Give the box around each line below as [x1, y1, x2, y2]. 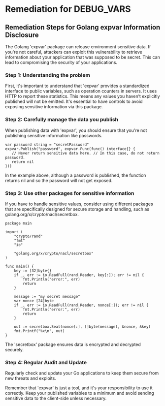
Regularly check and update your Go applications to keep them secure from [5, 370, 159, 376]
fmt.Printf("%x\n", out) [14, 328, 65, 333]
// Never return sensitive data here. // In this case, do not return [11, 151, 160, 156]
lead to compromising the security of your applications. [5, 60, 117, 65]
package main [5, 220, 32, 226]
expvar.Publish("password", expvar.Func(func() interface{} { [5, 146, 135, 151]
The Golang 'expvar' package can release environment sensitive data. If [5, 44, 151, 50]
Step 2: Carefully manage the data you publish [5, 116, 118, 123]
